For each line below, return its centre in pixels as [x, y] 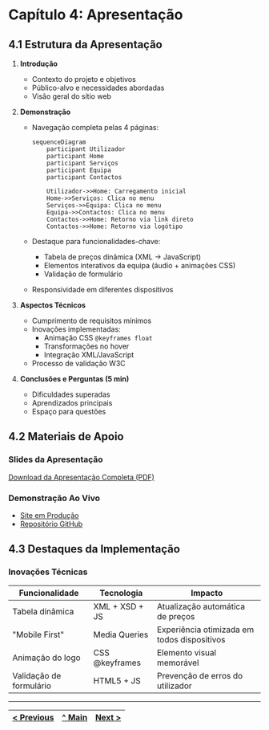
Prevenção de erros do [200, 675]
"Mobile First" [38, 634]
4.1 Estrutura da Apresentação [85, 45]
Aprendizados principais [72, 403]
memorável [178, 663]
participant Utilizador [86, 149]
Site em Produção [49, 515]
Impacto [207, 593]
